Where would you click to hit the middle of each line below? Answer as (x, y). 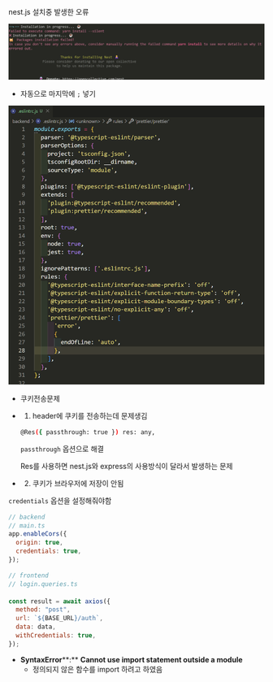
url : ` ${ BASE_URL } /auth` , (60, 619)
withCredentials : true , (56, 636)
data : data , (36, 627)
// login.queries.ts (43, 584)
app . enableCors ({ (38, 534)
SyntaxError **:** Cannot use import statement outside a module (131, 659)
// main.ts (27, 526)
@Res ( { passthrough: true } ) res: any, (88, 432)
